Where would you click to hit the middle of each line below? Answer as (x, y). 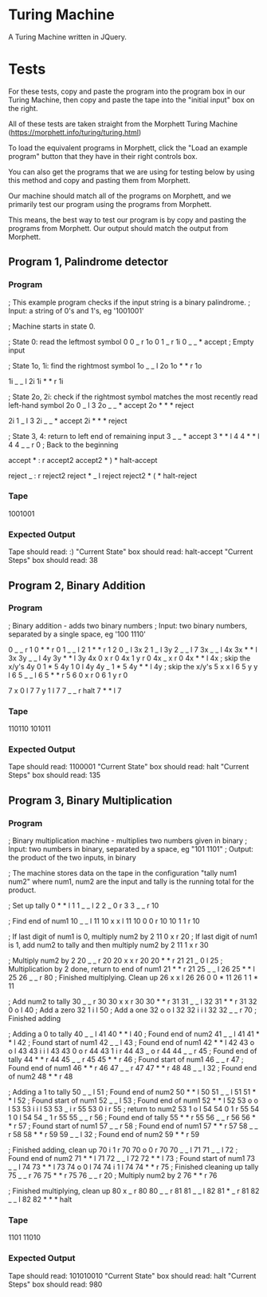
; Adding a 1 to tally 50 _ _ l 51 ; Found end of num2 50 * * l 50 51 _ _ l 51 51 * (132, 1092)
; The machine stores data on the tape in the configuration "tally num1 (123, 873)
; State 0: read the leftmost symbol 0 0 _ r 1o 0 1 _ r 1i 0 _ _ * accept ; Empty (131, 341)
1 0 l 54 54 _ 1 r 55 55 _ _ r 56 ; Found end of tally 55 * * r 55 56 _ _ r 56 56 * (132, 1118)
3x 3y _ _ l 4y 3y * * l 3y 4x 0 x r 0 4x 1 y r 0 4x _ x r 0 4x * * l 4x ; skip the (130, 658)
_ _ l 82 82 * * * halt (40, 1199)
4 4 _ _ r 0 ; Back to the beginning (63, 445)
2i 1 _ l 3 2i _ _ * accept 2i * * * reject (68, 421)
